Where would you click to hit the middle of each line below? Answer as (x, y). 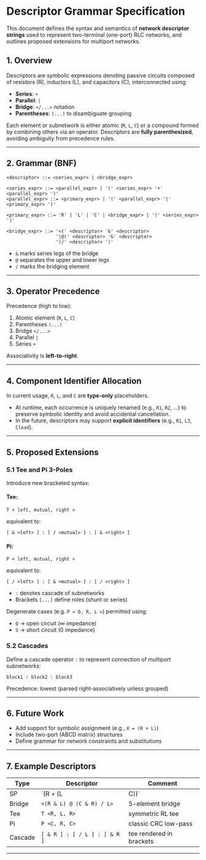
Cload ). (24, 427)
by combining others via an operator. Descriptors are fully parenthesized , (100, 132)
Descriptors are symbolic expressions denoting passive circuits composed (101, 75)
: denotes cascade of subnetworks (60, 593)
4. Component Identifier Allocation (74, 381)
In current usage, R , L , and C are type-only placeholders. (78, 396)
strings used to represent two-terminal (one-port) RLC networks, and (94, 34)
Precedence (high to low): (39, 306)
